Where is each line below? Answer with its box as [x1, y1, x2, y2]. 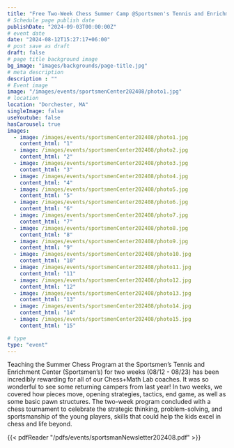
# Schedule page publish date [7, 17, 95, 24]
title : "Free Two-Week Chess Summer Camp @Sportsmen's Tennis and [7, 10, 204, 17]
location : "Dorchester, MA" [7, 101, 89, 108]
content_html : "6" [19, 205, 73, 212]
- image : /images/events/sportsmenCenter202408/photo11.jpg [13, 263, 192, 270]
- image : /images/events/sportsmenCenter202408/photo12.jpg [13, 277, 192, 284]
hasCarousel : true [7, 120, 61, 128]
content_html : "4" [19, 179, 73, 186]
